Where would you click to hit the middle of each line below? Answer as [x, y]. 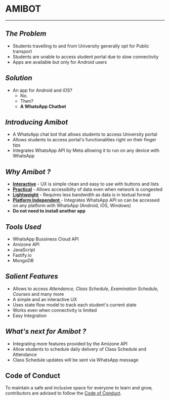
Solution [19, 78]
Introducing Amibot [37, 122]
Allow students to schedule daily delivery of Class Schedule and [79, 349]
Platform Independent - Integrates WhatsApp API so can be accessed [86, 200]
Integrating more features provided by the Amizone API [70, 344]
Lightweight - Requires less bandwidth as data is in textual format [81, 195]
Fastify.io [22, 255]
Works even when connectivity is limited [55, 310]
